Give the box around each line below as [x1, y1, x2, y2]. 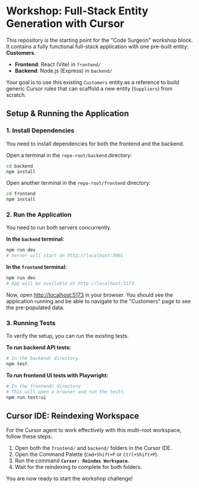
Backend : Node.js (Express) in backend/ [14, 67, 113, 74]
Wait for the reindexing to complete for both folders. [14, 464, 143, 471]
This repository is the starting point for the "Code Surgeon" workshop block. [6, 36, 193, 43]
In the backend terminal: [6, 235, 64, 243]
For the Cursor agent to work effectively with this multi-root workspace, [6, 427, 182, 434]
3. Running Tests [6, 319, 56, 327]
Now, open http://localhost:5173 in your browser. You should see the [6, 291, 173, 299]
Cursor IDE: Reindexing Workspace [6, 411, 140, 421]
